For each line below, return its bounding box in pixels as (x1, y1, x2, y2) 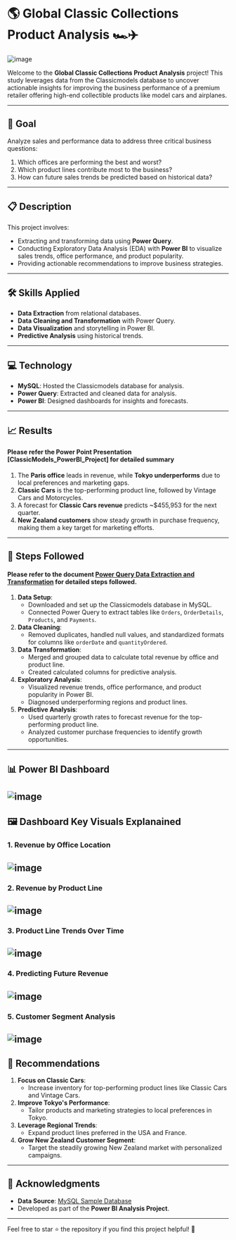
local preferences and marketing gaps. (17, 478, 130, 487)
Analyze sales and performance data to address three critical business (7, 137, 212, 145)
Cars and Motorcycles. (17, 493, 84, 502)
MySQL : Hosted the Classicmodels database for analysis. (17, 382, 185, 390)
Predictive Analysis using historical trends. (17, 332, 144, 340)
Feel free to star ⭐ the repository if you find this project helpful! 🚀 (7, 1224, 195, 1233)
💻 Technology (7, 359, 72, 371)
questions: (7, 144, 38, 152)
